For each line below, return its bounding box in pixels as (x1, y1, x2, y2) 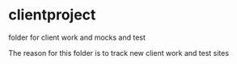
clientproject (8, 6, 96, 24)
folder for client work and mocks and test (8, 32, 146, 42)
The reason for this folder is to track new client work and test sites (8, 48, 229, 58)
